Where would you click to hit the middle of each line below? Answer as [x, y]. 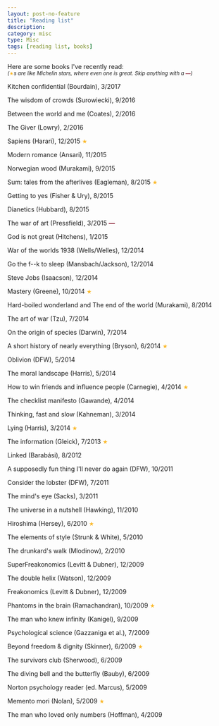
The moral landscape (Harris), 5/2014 [62, 373]
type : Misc [23, 40]
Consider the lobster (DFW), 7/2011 [58, 482]
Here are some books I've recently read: [66, 67]
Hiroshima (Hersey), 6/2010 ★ [51, 523]
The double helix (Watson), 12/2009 [59, 578]
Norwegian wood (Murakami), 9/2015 [61, 168]
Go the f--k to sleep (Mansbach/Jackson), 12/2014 [80, 264]
